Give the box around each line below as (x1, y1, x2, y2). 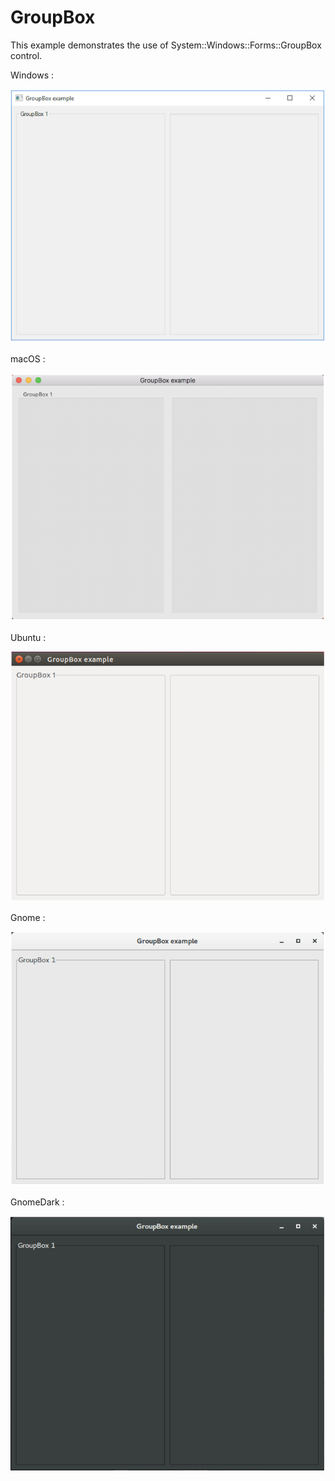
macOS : (10, 352, 46, 365)
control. (10, 49, 43, 61)
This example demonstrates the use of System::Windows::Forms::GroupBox (10, 39, 322, 51)
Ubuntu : (10, 631, 47, 643)
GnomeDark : (10, 1196, 65, 1208)
